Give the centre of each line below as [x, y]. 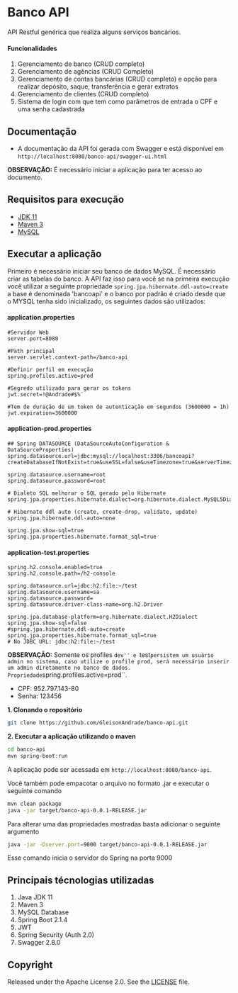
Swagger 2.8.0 [39, 943]
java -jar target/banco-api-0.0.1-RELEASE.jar [77, 810]
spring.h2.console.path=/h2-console [61, 574]
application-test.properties [49, 552]
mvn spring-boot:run [38, 756]
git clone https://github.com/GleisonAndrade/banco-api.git [98, 723]
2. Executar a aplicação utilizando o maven [72, 736]
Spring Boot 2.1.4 [42, 920]
